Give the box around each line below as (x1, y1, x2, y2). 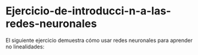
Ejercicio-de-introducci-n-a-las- (5, 4, 172, 18)
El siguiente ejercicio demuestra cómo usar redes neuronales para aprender (5, 36, 193, 44)
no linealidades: (5, 43, 45, 50)
